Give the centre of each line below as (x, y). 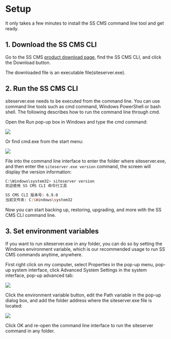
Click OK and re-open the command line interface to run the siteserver (79, 325)
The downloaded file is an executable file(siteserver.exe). (66, 72)
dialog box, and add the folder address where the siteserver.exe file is (79, 300)
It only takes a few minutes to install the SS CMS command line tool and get (85, 23)
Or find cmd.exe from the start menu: (44, 141)
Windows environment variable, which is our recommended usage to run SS (85, 249)
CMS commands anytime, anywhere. (44, 254)
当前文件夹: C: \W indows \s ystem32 (39, 200)
